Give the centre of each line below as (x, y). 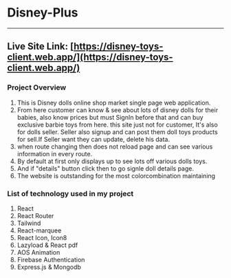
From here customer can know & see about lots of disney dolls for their (118, 110)
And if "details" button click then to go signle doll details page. (106, 168)
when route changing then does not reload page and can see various (115, 147)
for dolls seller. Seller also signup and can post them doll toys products (117, 131)
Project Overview (37, 87)
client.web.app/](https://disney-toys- (90, 57)
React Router (35, 215)
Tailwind (29, 223)
